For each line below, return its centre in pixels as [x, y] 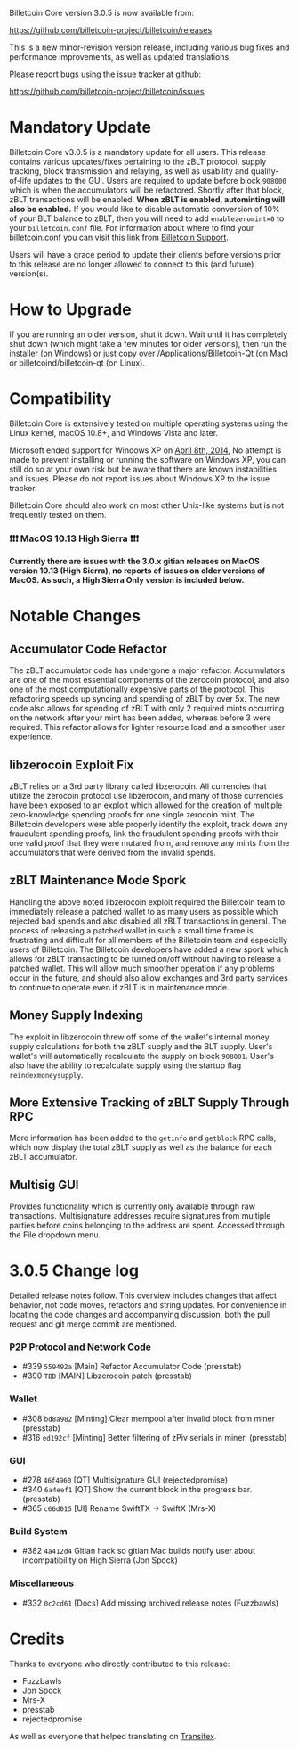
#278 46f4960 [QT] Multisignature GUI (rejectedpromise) [125, 1480]
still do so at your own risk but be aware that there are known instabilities [143, 469]
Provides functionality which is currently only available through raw [133, 1206]
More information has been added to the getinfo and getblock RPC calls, [143, 1138]
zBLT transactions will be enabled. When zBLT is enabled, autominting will [147, 199]
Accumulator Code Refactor [88, 649]
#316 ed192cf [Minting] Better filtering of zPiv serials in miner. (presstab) [154, 1437]
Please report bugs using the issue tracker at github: [105, 74]
